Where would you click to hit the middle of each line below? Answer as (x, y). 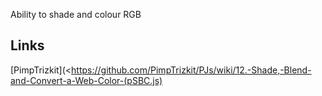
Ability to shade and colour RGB (76, 14)
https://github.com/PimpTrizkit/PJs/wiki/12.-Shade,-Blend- (191, 70)
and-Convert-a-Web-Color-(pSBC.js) (86, 80)
